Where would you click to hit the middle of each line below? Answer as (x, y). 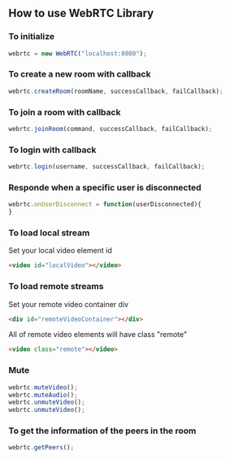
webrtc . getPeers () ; (41, 448)
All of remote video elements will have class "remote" (98, 335)
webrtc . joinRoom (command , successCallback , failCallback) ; (111, 129)
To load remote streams (56, 287)
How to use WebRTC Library (81, 13)
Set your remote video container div (68, 304)
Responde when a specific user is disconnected (105, 188)
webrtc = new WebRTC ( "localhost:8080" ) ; (78, 53)
